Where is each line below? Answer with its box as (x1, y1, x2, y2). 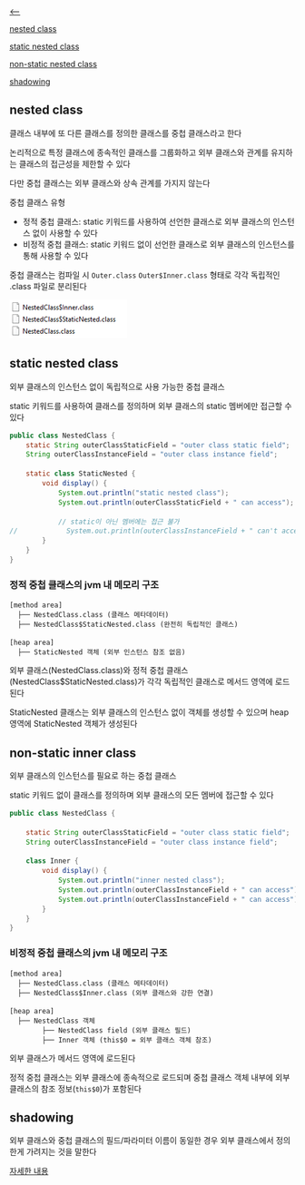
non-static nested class (9, 59, 98, 69)
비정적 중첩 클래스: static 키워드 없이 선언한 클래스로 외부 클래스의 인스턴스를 (22, 239, 295, 250)
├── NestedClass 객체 (17, 1016, 95, 1025)
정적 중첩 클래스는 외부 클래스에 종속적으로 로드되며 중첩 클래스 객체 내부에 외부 (9, 1072, 290, 1082)
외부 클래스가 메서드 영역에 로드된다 (9, 1053, 136, 1063)
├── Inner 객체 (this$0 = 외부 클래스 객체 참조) (42, 1035, 212, 1044)
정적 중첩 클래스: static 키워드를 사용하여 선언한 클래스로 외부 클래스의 (22, 216, 271, 227)
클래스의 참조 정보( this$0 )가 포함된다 (9, 1082, 143, 1094)
